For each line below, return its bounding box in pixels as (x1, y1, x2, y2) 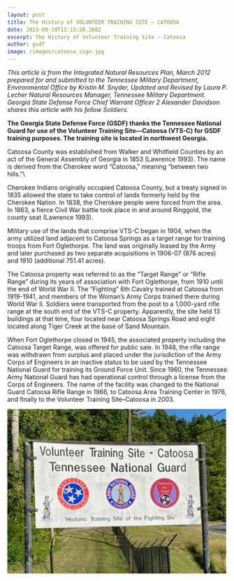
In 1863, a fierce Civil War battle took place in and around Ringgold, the (7, 206, 212, 213)
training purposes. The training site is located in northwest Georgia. (7, 134, 208, 142)
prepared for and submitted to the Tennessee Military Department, (7, 76, 199, 84)
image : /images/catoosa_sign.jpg (7, 48, 105, 55)
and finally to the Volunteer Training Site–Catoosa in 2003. (7, 395, 175, 403)
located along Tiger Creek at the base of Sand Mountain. (7, 322, 171, 330)
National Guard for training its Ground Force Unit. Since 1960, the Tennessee (7, 365, 228, 374)
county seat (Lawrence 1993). (7, 213, 94, 221)
